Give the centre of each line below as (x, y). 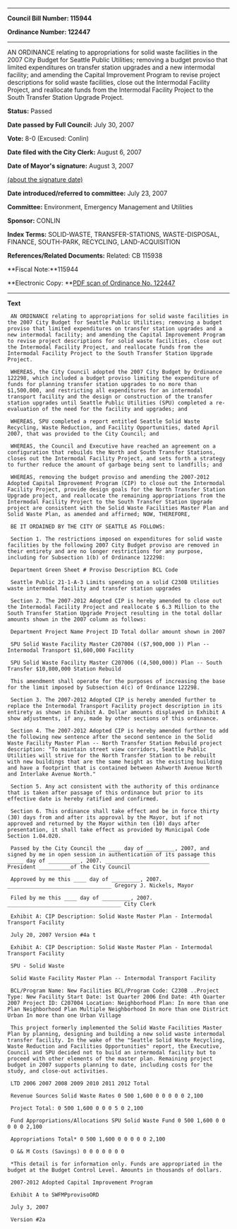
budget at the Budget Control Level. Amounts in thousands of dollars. (115, 1170)
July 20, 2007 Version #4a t (53, 935)
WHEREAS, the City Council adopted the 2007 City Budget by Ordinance (116, 372)
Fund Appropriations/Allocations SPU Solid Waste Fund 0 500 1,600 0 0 (118, 1121)
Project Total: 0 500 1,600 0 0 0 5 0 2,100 (77, 1108)
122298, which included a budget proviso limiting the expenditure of (113, 378)
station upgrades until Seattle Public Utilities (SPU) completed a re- (116, 403)
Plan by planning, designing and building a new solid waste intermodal (116, 1034)
